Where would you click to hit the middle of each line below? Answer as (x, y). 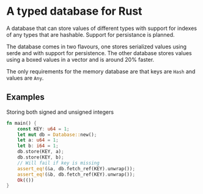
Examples (25, 97)
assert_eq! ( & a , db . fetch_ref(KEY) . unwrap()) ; (76, 169)
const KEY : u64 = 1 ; (43, 129)
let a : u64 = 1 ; (38, 140)
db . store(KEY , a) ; (41, 152)
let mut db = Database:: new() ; (57, 135)
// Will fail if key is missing (58, 163)
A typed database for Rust (74, 11)
